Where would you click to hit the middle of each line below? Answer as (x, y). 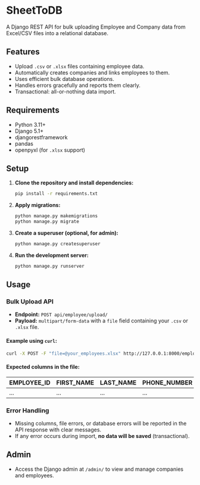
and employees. (35, 475)
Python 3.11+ (30, 124)
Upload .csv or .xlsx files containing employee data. (79, 66)
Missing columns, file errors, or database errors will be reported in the (101, 424)
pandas (24, 143)
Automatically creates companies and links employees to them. (92, 73)
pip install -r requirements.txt (56, 194)
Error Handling (28, 410)
